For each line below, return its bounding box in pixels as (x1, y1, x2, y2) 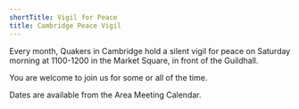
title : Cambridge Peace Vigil (9, 21, 122, 30)
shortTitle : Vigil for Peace (9, 12, 118, 22)
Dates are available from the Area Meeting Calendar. (9, 90, 202, 100)
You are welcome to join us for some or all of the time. (9, 72, 208, 82)
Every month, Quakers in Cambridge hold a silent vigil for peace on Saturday (9, 45, 291, 56)
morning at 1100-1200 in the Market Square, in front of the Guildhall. (9, 55, 259, 66)
